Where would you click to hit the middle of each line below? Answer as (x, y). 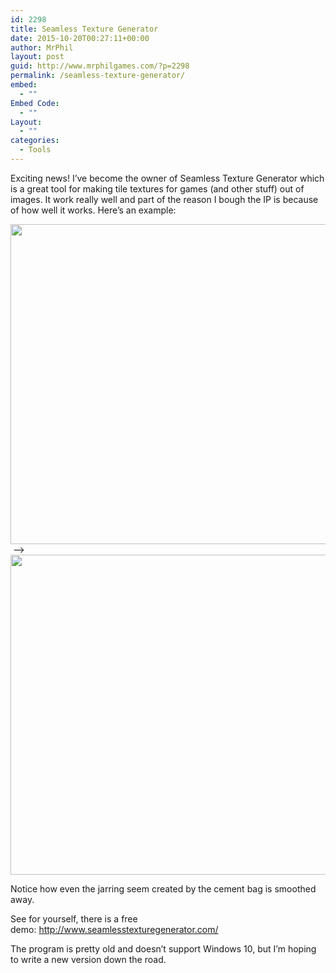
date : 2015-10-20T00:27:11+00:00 (80, 38)
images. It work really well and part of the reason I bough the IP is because (164, 199)
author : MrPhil (42, 47)
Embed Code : (35, 103)
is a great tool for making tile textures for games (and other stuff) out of (157, 188)
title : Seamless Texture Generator (84, 29)
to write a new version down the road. (88, 959)
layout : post (37, 57)
